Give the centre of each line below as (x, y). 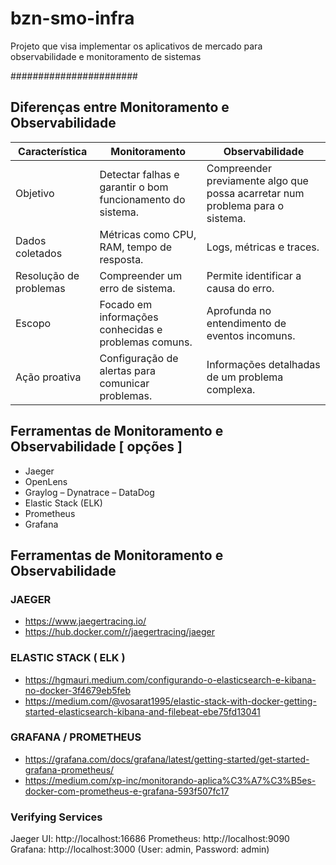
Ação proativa (48, 377)
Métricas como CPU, (148, 234)
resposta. (121, 259)
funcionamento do (142, 199)
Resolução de (47, 275)
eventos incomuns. (251, 335)
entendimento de (246, 323)
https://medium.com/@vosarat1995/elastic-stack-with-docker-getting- (170, 701)
